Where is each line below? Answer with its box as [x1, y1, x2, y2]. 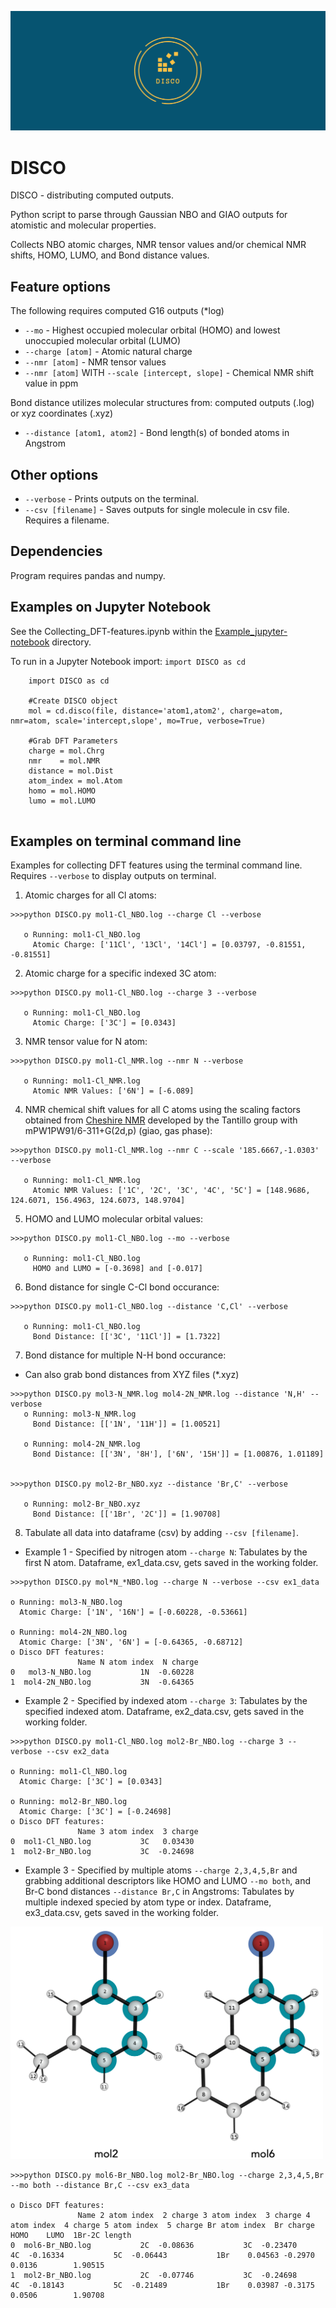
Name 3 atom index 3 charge [77, 1827, 199, 1837]
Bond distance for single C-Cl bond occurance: [24, 1281, 220, 1293]
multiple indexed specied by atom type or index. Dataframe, [24, 1896, 272, 1908]
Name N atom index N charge [77, 1657, 199, 1668]
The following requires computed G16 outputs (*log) [10, 305, 225, 317]
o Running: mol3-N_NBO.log [10, 1597, 123, 1608]
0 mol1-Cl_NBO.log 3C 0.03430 [10, 1837, 195, 1847]
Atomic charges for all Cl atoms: [24, 889, 157, 901]
